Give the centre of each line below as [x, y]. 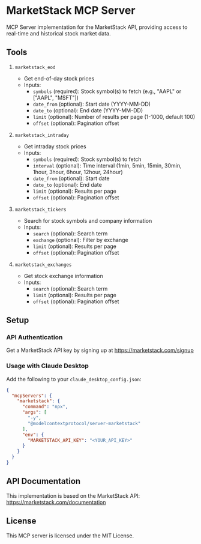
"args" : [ [34, 413]
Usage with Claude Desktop [47, 366]
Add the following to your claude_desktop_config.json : [74, 379]
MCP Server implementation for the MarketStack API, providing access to [97, 27]
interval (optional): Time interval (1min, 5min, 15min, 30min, [107, 165]
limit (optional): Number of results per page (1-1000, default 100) [114, 116]
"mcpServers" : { [32, 396]
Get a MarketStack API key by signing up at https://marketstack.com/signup [100, 350]
